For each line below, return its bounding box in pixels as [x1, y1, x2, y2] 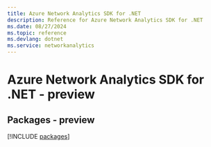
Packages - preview [7, 114, 95, 126]
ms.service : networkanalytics [7, 42, 95, 49]
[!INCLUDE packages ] [7, 133, 70, 140]
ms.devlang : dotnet [7, 36, 64, 43]
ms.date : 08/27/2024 [7, 23, 67, 30]
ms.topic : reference [7, 29, 67, 37]
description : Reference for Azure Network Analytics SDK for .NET [7, 17, 203, 23]
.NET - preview [7, 87, 95, 102]
